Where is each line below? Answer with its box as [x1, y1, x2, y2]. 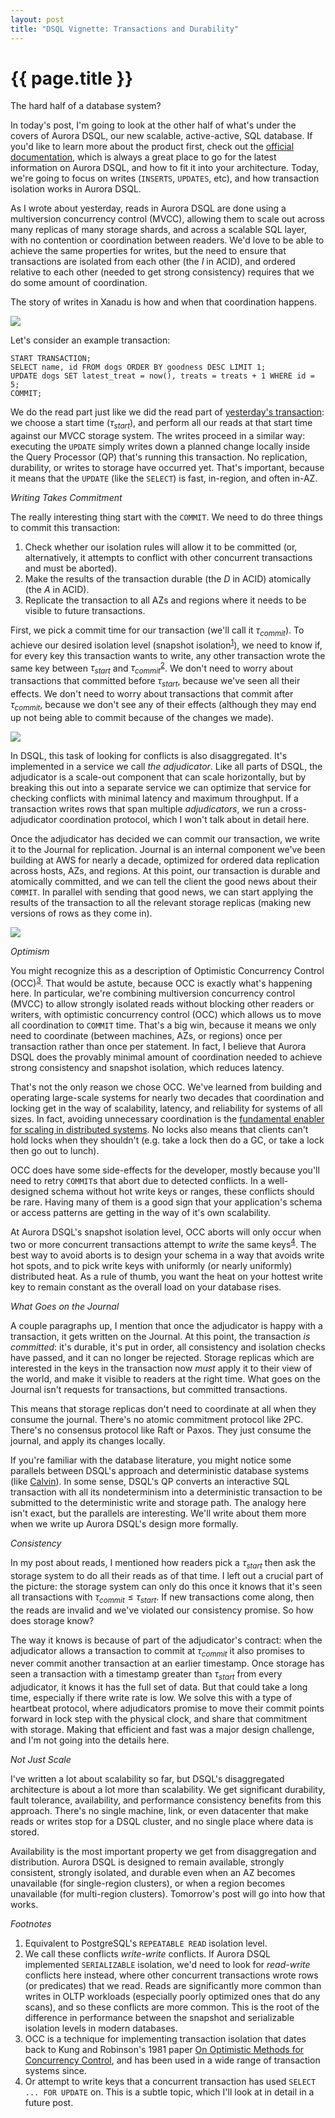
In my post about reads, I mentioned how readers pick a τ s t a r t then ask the [10, 1557, 316, 1571]
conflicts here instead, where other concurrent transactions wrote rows [24, 1969, 319, 1981]
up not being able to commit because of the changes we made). [10, 711, 275, 723]
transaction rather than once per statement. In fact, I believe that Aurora [10, 1041, 307, 1053]
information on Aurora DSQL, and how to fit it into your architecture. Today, [10, 162, 319, 174]
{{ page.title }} [10, 67, 134, 90]
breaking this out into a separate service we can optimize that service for [10, 781, 312, 793]
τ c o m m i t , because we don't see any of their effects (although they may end [10, 698, 317, 713]
